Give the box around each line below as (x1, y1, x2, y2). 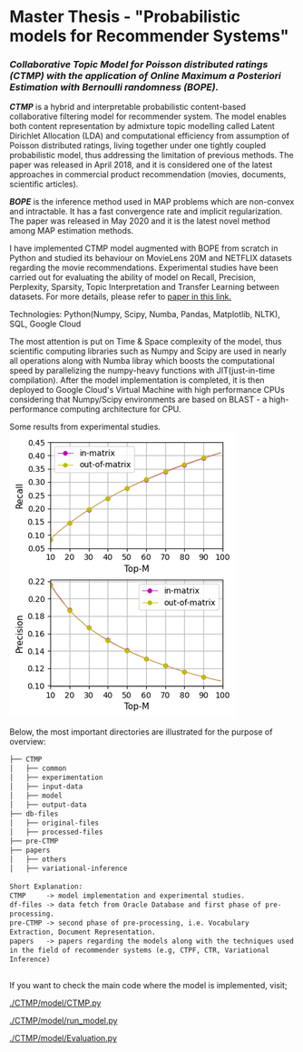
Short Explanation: (9, 882, 83, 892)
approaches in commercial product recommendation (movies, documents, (9, 169, 287, 180)
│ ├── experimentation (9, 773, 103, 783)
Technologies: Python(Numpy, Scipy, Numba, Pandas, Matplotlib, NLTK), (9, 309, 281, 320)
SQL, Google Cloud (9, 318, 82, 329)
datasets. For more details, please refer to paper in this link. (9, 291, 231, 302)
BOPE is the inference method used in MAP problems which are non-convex (9, 196, 295, 207)
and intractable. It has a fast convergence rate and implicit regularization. (9, 206, 283, 217)
